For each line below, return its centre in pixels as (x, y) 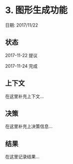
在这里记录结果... (22, 157)
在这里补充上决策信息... (29, 126)
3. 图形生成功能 (36, 10)
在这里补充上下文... (25, 96)
